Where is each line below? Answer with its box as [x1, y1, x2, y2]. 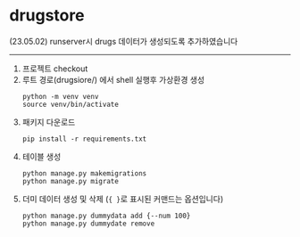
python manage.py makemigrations [21, 168, 147, 178]
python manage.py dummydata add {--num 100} [21, 211, 191, 220]
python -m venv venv [21, 92, 99, 101]
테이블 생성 [21, 151, 62, 161]
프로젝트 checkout [21, 63, 88, 74]
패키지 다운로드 [21, 117, 76, 127]
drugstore [9, 5, 85, 26]
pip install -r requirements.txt [21, 135, 147, 143]
